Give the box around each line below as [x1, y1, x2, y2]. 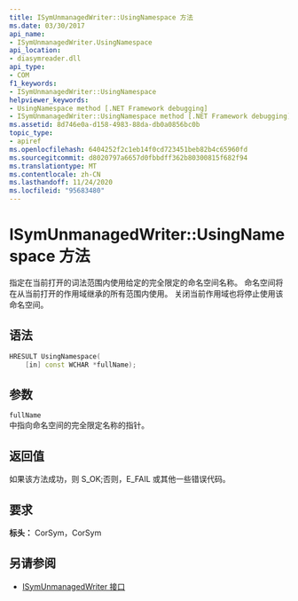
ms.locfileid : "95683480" [9, 186, 105, 195]
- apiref [9, 137, 42, 146]
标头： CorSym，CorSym [9, 527, 102, 538]
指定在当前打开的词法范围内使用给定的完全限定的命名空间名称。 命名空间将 [9, 277, 284, 288]
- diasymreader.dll [9, 54, 82, 63]
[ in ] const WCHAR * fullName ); [25, 360, 137, 369]
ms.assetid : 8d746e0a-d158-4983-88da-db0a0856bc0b [9, 121, 200, 130]
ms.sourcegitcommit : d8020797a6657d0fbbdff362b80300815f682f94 [9, 153, 248, 162]
